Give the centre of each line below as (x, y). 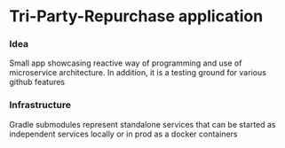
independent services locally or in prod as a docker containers (123, 134)
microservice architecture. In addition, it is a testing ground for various (138, 73)
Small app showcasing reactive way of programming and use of (126, 63)
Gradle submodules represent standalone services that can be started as (142, 124)
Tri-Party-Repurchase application (136, 16)
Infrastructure (40, 105)
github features (37, 82)
